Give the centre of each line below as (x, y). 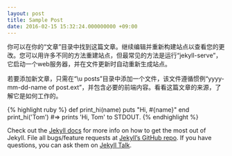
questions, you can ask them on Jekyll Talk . (70, 145)
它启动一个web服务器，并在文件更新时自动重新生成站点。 (89, 64)
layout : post (26, 13)
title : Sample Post (35, 20)
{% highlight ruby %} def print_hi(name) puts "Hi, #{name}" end (98, 110)
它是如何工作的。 (37, 96)
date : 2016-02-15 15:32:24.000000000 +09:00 (72, 26)
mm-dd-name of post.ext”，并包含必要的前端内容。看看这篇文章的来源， (111, 88)
